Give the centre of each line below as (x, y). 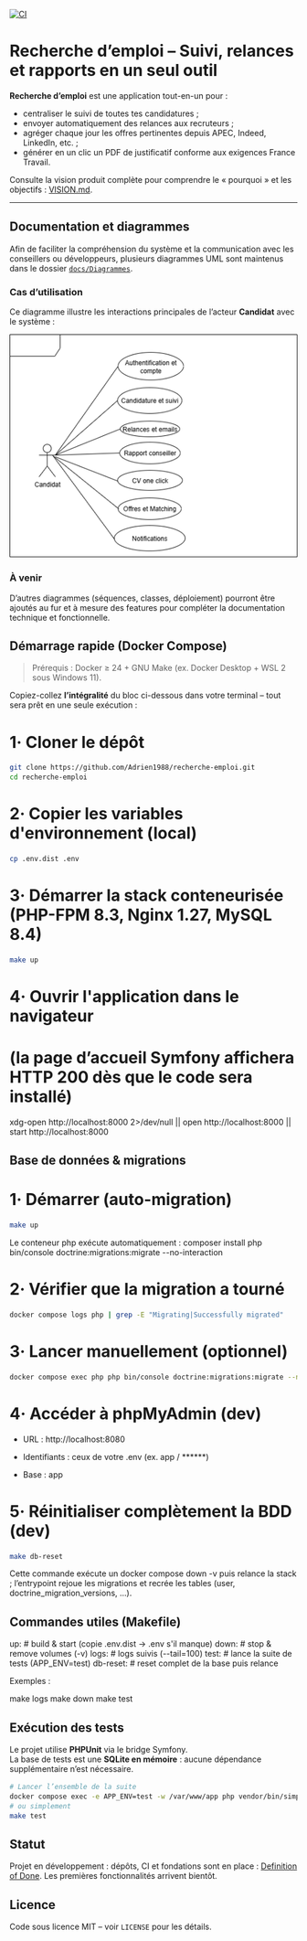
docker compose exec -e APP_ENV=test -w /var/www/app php (122, 1797)
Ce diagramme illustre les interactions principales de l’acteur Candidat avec (152, 312)
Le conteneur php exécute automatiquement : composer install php (136, 1242)
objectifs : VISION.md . (51, 189)
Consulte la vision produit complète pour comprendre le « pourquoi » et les (151, 179)
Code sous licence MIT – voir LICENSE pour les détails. (111, 1927)
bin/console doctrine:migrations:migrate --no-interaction (116, 1253)
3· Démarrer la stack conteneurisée (147, 896)
